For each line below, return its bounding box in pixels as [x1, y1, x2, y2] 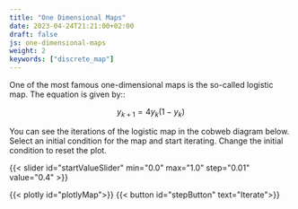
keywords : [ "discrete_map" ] [9, 55, 115, 64]
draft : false [9, 30, 58, 39]
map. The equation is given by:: [9, 89, 126, 100]
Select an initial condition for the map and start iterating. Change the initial [9, 135, 284, 146]
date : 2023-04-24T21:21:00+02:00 [9, 22, 135, 30]
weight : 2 [9, 47, 47, 56]
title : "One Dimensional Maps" [9, 13, 127, 22]
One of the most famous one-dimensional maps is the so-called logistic [9, 80, 274, 90]
